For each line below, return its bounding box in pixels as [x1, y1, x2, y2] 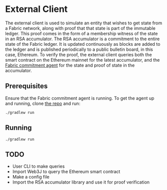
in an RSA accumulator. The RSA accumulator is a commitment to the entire [5, 36, 160, 42]
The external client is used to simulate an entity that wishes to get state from [5, 20, 163, 26]
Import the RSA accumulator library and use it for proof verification [12, 179, 150, 185]
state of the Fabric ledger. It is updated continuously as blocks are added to [5, 41, 161, 47]
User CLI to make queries [12, 163, 65, 170]
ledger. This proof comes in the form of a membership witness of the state [5, 30, 158, 36]
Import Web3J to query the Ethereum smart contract [12, 169, 121, 175]
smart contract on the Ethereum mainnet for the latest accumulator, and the [5, 57, 160, 63]
